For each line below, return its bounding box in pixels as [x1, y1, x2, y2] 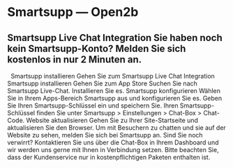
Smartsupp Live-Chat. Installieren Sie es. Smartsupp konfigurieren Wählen [7, 87, 221, 94]
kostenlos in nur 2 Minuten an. [7, 53, 142, 65]
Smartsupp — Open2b [7, 4, 139, 20]
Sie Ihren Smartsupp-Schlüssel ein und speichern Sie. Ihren [7, 101, 179, 110]
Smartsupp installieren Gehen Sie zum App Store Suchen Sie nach [7, 79, 197, 87]
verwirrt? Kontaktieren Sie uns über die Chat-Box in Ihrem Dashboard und [7, 138, 219, 146]
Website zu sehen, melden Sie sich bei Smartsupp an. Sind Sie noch [7, 131, 204, 139]
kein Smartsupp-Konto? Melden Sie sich [7, 42, 186, 54]
